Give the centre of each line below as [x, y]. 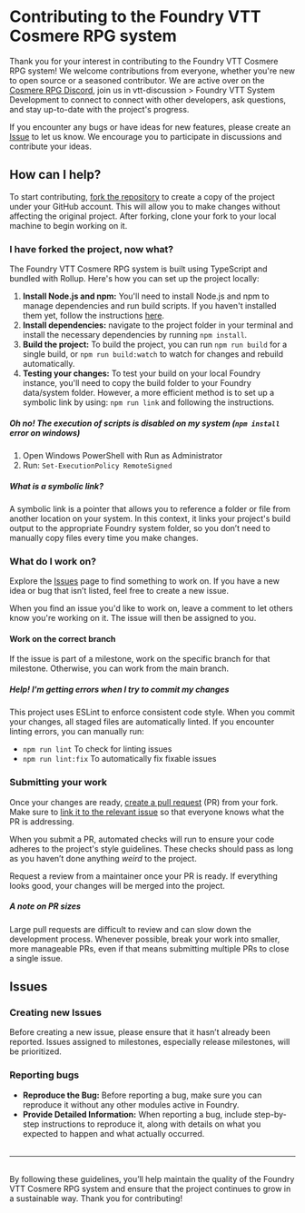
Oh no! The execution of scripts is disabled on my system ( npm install [145, 423]
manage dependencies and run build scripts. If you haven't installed [149, 306]
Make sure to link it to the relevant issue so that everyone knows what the [147, 812]
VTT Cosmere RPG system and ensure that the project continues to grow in [150, 1188]
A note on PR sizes [45, 906]
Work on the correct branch [63, 638]
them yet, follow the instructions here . [93, 316]
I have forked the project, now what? [92, 249]
